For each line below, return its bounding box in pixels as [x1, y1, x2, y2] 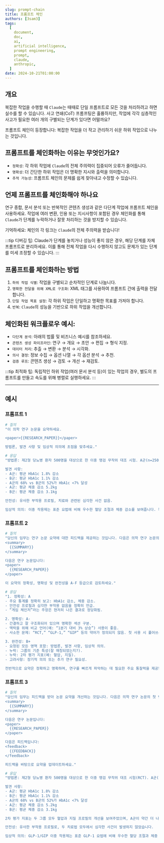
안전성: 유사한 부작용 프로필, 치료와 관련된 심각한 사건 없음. [5, 498, 113, 504]
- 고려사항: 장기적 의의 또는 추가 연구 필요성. [5, 657, 87, 662]
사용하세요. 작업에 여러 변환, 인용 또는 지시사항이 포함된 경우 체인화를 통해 [5, 211, 145, 217]
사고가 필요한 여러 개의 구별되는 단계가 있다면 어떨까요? [5, 116, 110, 122]
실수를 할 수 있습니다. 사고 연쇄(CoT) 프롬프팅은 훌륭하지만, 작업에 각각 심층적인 [5, 110, 157, 116]
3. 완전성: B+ [5, 639, 31, 644]
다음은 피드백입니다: [5, 740, 40, 745]
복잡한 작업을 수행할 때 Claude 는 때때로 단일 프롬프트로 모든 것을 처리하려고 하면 [5, 104, 158, 110]
